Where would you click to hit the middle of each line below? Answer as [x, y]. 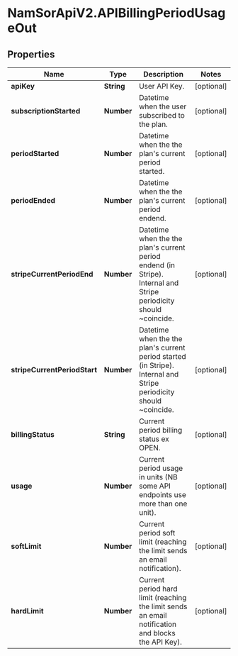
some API [155, 486]
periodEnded [33, 200]
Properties [31, 54]
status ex [154, 439]
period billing [161, 430]
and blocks [157, 633]
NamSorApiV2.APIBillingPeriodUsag [117, 13]
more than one [163, 504]
